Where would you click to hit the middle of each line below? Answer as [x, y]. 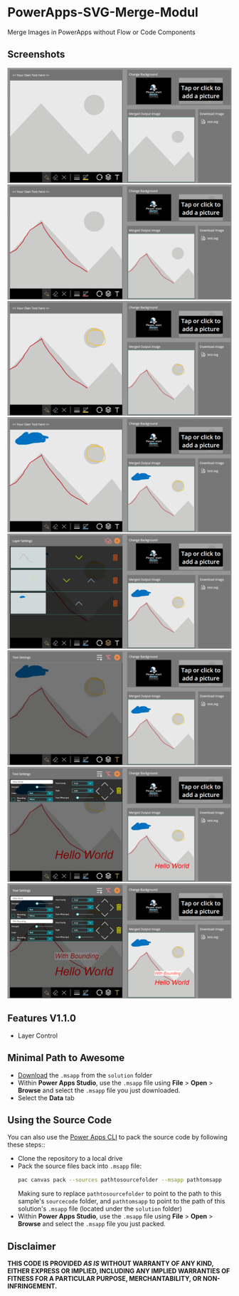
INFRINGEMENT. [32, 1286]
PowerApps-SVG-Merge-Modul [103, 12]
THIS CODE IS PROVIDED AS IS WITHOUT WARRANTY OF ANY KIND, [111, 1263]
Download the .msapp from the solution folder [85, 1075]
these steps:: [26, 1145]
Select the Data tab [46, 1097]
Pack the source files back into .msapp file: [80, 1166]
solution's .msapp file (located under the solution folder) [100, 1209]
